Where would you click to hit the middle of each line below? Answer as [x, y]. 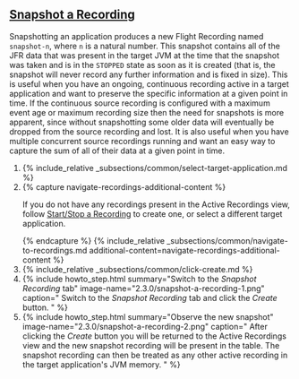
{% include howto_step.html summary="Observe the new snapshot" [148, 316]
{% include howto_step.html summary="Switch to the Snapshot [139, 279]
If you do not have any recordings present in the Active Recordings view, [156, 204]
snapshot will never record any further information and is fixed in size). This [149, 74]
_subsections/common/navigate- [227, 240]
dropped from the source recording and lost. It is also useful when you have [149, 131]
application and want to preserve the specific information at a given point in [149, 93]
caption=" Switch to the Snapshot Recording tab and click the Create [149, 297]
